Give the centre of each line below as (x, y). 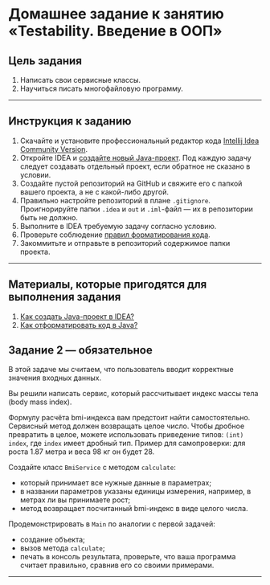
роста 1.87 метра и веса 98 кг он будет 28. (82, 452)
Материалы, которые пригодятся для (108, 285)
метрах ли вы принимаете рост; (75, 500)
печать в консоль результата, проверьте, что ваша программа (128, 557)
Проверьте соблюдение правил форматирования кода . (115, 235)
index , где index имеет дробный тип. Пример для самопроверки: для (127, 444)
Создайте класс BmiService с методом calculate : (92, 468)
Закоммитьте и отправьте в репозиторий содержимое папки (125, 243)
